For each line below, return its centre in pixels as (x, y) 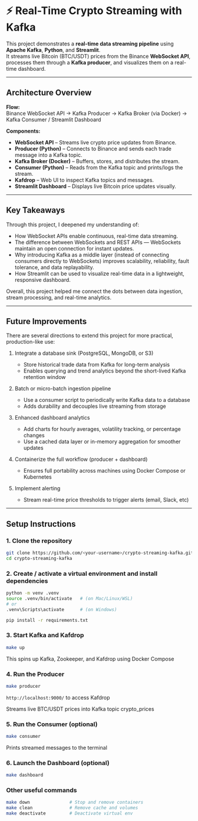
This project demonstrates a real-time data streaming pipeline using (90, 44)
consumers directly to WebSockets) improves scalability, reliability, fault (102, 261)
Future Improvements (47, 321)
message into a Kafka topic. (48, 155)
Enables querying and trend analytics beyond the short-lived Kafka (105, 371)
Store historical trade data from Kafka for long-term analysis (96, 365)
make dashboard (25, 775)
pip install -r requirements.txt (47, 620)
